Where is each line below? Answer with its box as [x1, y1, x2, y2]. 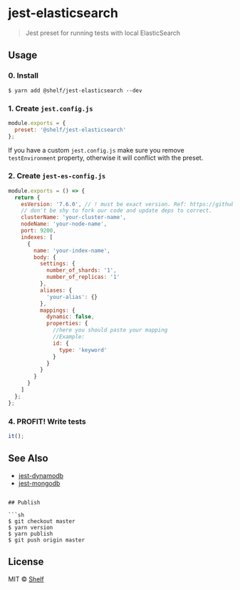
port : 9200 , [21, 227, 56, 235]
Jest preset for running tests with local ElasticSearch [25, 29, 181, 37]
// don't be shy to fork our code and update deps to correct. [21, 207, 213, 215]
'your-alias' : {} [46, 293, 98, 300]
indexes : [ [21, 233, 53, 240]
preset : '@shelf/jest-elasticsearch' [14, 126, 127, 133]
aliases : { [39, 287, 73, 294]
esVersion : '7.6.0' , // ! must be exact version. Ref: [21, 200, 187, 208]
